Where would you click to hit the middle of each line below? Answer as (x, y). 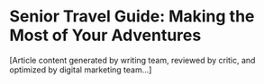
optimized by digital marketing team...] (81, 70)
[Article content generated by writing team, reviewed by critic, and (132, 60)
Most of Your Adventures (105, 35)
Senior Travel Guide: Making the (132, 17)
